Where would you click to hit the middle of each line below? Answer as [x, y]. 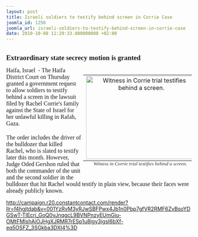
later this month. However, [38, 158]
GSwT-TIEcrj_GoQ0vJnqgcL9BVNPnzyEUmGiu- [64, 215]
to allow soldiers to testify [37, 90]
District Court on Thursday [38, 77]
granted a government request [41, 84]
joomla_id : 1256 [26, 22]
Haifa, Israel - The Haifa [36, 70]
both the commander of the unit [43, 171]
